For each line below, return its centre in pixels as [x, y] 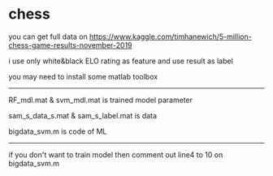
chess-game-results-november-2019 [70, 45]
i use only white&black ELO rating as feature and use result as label [121, 61]
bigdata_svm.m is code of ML [58, 131]
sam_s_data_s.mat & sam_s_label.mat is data [82, 115]
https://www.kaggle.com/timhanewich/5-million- [170, 36]
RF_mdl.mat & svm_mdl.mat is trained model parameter [101, 100]
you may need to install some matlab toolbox [83, 76]
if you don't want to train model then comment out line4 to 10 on [116, 154]
